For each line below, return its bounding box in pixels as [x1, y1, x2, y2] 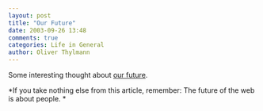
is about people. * [8, 94, 67, 103]
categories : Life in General [8, 41, 105, 49]
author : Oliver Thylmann [8, 48, 90, 56]
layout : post [8, 11, 51, 20]
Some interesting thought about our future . [8, 71, 148, 79]
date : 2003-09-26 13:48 [8, 26, 87, 34]
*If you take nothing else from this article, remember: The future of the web [8, 86, 255, 95]
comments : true [8, 33, 59, 42]
